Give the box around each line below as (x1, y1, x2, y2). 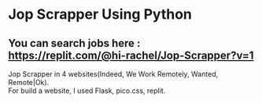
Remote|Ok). (8, 78, 50, 87)
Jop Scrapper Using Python (8, 5, 193, 23)
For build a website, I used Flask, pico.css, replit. (8, 86, 166, 95)
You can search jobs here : (8, 37, 141, 50)
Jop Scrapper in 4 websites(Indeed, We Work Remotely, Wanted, (8, 69, 219, 79)
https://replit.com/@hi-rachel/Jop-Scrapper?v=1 (8, 48, 254, 62)
